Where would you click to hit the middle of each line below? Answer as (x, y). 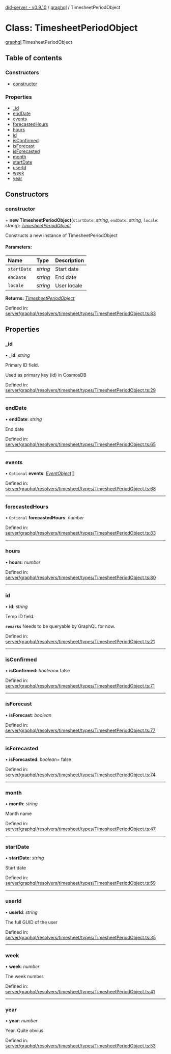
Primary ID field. (22, 365)
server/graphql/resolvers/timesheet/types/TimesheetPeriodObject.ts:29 (81, 390)
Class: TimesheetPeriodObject (72, 28)
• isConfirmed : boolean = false (38, 671)
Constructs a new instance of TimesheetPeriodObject (62, 235)
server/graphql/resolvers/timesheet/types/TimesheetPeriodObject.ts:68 (81, 489)
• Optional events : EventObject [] (40, 473)
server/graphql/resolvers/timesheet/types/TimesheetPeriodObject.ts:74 (80, 775)
